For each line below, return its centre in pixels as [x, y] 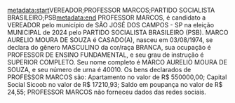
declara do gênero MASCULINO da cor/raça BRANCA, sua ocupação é [109, 47]
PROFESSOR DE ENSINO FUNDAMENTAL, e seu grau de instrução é [106, 55]
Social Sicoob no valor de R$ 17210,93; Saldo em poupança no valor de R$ [115, 84]
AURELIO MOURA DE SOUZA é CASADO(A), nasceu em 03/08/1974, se [110, 40]
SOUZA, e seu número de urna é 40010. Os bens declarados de [99, 70]
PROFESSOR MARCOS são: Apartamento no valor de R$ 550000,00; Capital [117, 77]
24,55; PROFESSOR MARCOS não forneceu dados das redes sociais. [107, 92]
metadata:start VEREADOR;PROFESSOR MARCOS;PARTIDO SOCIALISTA [111, 10]
